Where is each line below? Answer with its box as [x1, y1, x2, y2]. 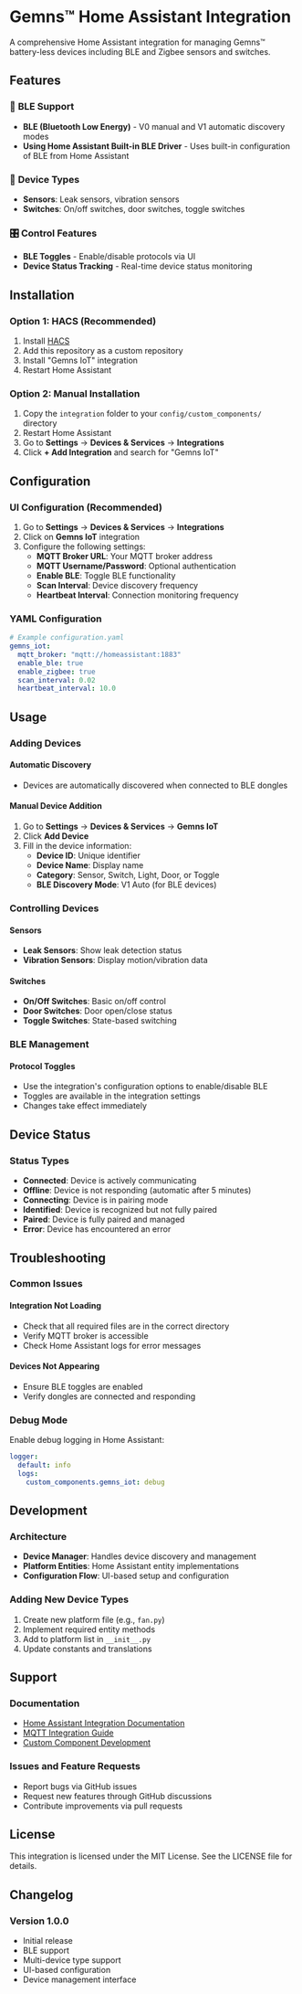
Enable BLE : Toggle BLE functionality [36, 569, 176, 581]
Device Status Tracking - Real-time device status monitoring [22, 260, 253, 271]
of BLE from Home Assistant [22, 150, 130, 161]
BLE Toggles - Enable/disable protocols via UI [22, 251, 196, 262]
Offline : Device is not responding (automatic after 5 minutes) [22, 1185, 252, 1196]
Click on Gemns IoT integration [22, 531, 140, 542]
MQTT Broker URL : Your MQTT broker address [36, 550, 213, 561]
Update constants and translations [22, 1643, 152, 1654]
